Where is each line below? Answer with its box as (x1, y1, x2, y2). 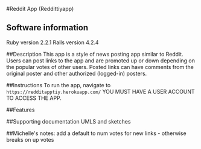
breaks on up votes (6, 136, 54, 143)
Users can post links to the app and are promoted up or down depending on (6, 57, 195, 64)
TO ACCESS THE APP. (6, 94, 62, 102)
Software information (6, 22, 89, 33)
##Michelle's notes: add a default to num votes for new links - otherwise (6, 130, 187, 137)
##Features (6, 106, 35, 113)
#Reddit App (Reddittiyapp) (6, 5, 74, 12)
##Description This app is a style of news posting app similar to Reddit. (6, 50, 183, 58)
